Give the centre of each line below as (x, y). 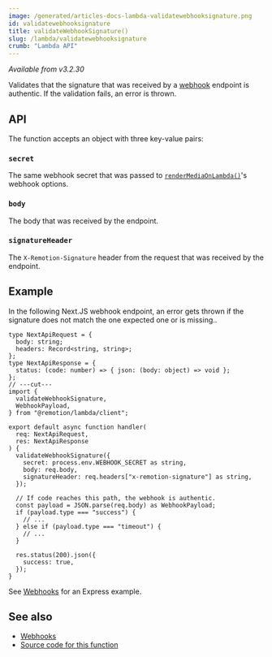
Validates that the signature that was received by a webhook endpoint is (129, 85)
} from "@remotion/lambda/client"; (69, 413)
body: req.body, (51, 469)
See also (30, 617)
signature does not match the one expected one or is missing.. (113, 320)
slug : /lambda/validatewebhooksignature (78, 39)
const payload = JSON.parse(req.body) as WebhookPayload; (116, 505)
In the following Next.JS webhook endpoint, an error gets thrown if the (126, 311)
